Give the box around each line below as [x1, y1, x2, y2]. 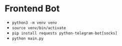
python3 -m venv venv [11, 20, 57, 25]
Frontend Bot [4, 3, 60, 14]
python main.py [11, 36, 44, 41]
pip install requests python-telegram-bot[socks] [11, 31, 118, 36]
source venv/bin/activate [11, 25, 66, 30]
